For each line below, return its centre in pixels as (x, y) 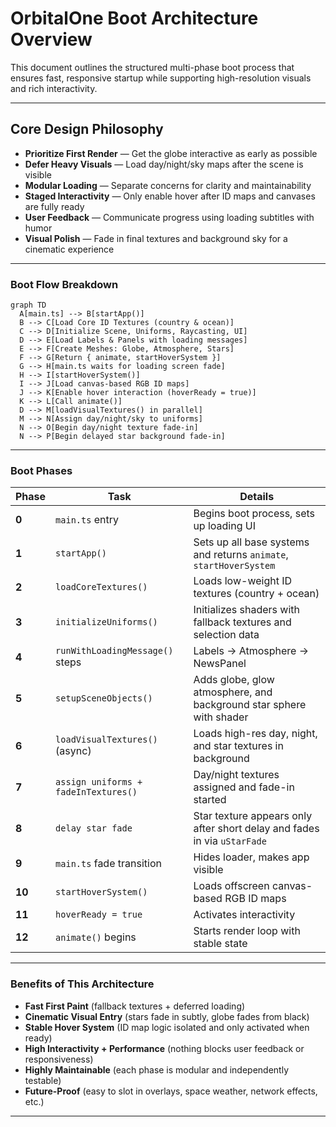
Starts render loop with (247, 931)
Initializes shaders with (246, 610)
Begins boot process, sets (254, 514)
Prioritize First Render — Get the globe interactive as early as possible (171, 153)
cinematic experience (69, 249)
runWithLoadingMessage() (114, 651)
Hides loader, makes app (251, 857)
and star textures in (238, 746)
